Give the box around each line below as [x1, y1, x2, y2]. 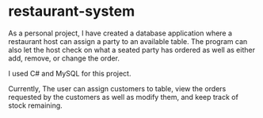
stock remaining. [8, 101, 63, 110]
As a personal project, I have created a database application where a [8, 28, 232, 38]
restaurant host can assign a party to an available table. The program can [8, 36, 248, 46]
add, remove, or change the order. [8, 53, 120, 63]
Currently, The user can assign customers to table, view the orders [8, 83, 227, 93]
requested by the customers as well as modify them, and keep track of [8, 92, 239, 101]
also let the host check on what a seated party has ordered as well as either [8, 45, 256, 54]
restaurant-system [8, 2, 135, 20]
